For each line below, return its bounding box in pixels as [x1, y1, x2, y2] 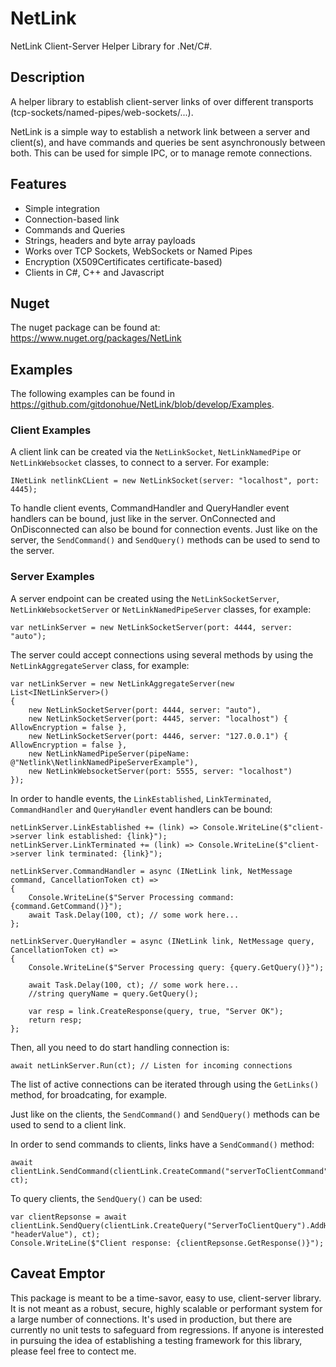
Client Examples [10, 423, 92, 437]
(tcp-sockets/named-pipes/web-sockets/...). [10, 106, 194, 118]
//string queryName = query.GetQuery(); [28, 988, 199, 999]
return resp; [28, 1015, 83, 1025]
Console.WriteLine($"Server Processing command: [28, 892, 235, 902]
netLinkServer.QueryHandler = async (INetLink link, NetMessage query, [10, 936, 315, 946]
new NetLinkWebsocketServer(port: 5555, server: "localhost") [28, 766, 293, 776]
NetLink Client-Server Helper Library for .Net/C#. [10, 40, 213, 52]
